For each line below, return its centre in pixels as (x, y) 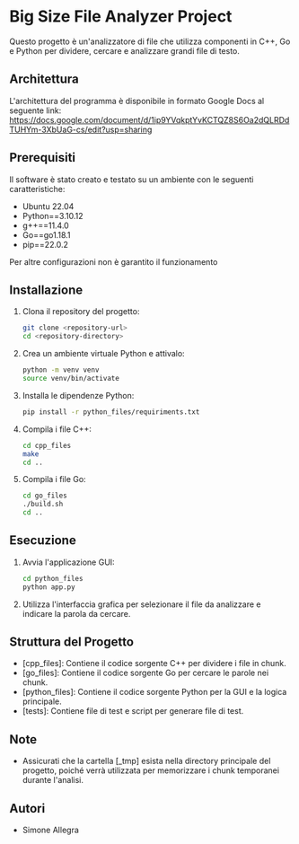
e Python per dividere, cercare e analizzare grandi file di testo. (125, 50)
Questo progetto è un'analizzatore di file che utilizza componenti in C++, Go (150, 41)
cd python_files (53, 578)
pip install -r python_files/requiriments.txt (111, 412)
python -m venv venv (61, 370)
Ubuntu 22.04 (48, 206)
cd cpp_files (47, 445)
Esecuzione (43, 541)
